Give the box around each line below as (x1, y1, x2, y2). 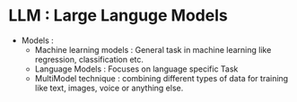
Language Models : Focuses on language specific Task (34, 64, 239, 74)
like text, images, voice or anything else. (34, 82, 184, 93)
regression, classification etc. (34, 54, 144, 64)
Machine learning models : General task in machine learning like (34, 44, 272, 55)
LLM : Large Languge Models (8, 5, 228, 26)
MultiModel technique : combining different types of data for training (34, 72, 289, 83)
